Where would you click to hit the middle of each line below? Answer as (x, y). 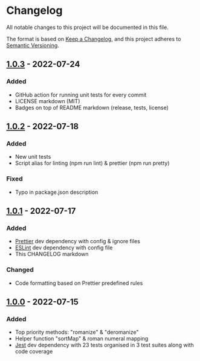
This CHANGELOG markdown (52, 254)
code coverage (34, 351)
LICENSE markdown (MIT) (47, 101)
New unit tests (33, 157)
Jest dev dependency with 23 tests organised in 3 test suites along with (105, 345)
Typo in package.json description (56, 192)
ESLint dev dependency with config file (64, 248)
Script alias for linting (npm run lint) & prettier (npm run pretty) (92, 163)
